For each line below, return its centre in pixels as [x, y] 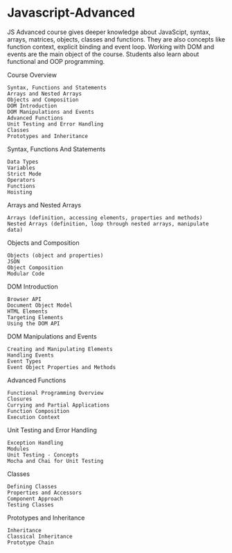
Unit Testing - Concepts [43, 455]
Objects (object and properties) [55, 255]
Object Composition [35, 267]
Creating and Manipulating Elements [60, 349]
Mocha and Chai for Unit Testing [55, 461]
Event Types [24, 361]
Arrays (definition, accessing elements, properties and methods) [105, 218]
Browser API [24, 299]
